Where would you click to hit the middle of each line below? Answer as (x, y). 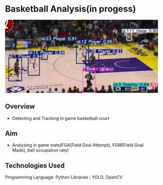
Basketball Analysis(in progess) (71, 9)
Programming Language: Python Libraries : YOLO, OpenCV (64, 177)
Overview (20, 107)
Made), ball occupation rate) (40, 150)
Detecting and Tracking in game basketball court (61, 118)
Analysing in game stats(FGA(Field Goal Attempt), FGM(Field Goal (78, 145)
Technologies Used (35, 165)
